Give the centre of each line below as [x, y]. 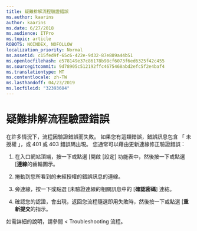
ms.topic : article [29, 39]
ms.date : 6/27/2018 [30, 28]
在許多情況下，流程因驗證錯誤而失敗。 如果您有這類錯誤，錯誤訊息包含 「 [95, 137]
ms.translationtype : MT [35, 72]
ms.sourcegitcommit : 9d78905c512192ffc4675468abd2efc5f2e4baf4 [86, 66]
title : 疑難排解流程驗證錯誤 [37, 11]
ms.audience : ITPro [30, 34]
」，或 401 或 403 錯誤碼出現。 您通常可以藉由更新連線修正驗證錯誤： [101, 144]
